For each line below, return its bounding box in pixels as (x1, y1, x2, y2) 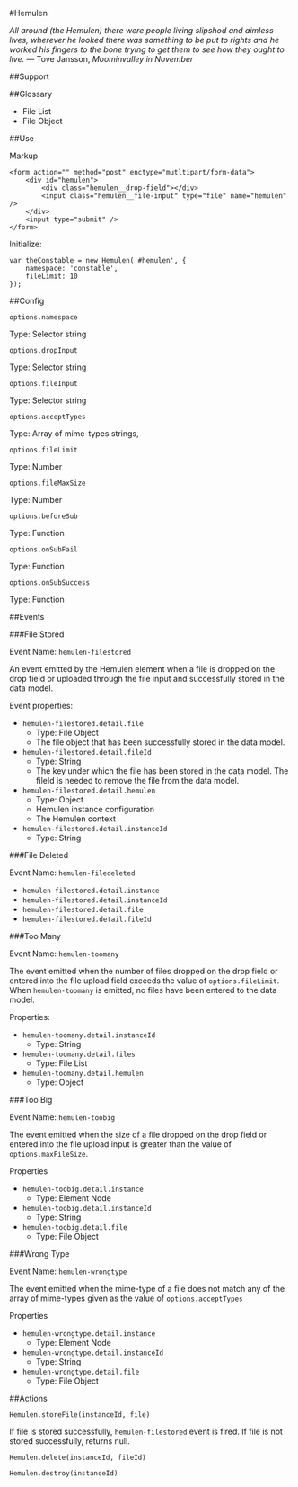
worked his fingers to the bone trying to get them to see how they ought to (9, 44, 285, 55)
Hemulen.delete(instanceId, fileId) (9, 1453, 146, 1462)
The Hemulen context (35, 813, 117, 824)
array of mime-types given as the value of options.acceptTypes (9, 1293, 243, 1303)
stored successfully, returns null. (9, 1436, 130, 1447)
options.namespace (9, 313, 78, 322)
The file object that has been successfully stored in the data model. (35, 737, 285, 748)
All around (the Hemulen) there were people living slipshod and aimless (9, 25, 274, 35)
